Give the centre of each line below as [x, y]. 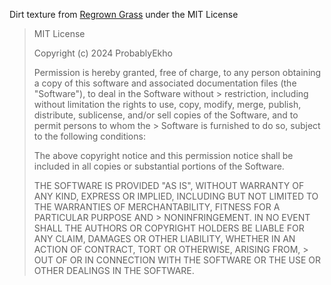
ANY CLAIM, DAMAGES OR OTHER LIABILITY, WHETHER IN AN [164, 238]
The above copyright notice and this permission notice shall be [163, 155]
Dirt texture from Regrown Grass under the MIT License [124, 14]
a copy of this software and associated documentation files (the [165, 83]
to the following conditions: [89, 136]
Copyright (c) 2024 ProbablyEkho [103, 53]
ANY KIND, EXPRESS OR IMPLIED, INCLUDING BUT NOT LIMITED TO [176, 196]
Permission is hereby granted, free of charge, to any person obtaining [177, 72]
